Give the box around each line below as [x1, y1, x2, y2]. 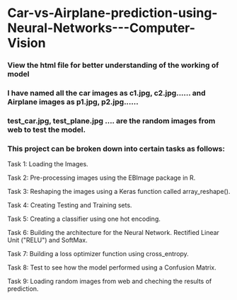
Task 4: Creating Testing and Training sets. [7, 201, 132, 209]
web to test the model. [7, 125, 86, 134]
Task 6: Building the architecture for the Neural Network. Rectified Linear [7, 229, 219, 237]
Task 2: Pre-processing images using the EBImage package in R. [7, 173, 196, 182]
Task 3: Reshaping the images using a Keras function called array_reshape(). [7, 187, 231, 196]
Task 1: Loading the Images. [7, 160, 88, 168]
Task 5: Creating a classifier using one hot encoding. [7, 214, 161, 224]
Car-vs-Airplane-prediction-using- [7, 5, 218, 21]
